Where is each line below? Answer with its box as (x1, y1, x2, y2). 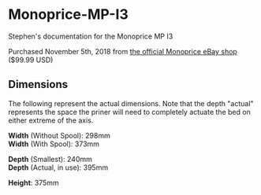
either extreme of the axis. (8, 116, 94, 125)
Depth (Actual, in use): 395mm (8, 163, 109, 172)
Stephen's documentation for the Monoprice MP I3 (8, 31, 173, 41)
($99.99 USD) (8, 55, 54, 64)
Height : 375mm (8, 178, 59, 187)
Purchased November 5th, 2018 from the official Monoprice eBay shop (8, 46, 238, 56)
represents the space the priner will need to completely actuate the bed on (8, 107, 251, 116)
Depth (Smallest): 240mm (8, 154, 93, 164)
